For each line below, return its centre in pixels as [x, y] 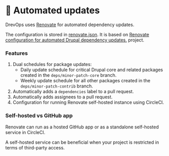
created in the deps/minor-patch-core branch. [68, 75]
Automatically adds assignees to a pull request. [62, 97]
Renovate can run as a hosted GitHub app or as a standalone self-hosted [82, 127]
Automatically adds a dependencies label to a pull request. [73, 92]
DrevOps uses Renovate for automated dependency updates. [70, 25]
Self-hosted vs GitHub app [39, 116]
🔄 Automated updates [52, 10]
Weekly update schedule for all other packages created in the [85, 81]
